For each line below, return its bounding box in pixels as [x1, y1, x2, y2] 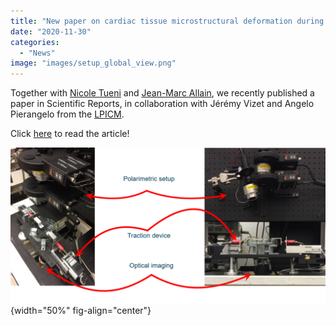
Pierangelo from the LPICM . [10, 108, 125, 120]
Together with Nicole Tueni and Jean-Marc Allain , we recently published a [10, 87, 315, 99]
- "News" [19, 48, 56, 58]
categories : [10, 37, 60, 47]
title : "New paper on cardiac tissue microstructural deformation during [10, 16, 325, 26]
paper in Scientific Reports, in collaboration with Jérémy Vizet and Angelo [10, 98, 315, 110]
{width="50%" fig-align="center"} [10, 305, 152, 317]
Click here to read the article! [10, 128, 130, 140]
